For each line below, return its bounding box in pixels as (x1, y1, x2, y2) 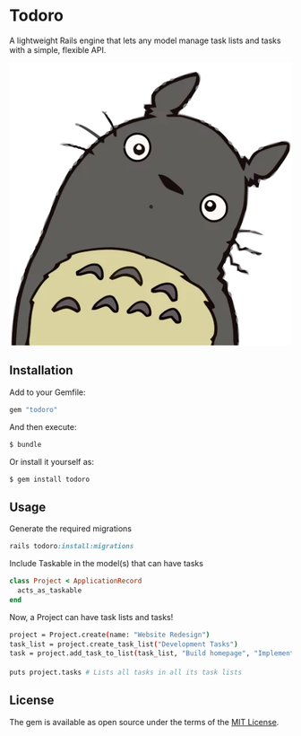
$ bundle (9, 440, 42, 449)
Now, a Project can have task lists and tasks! (9, 611, 174, 622)
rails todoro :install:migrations (9, 542, 134, 551)
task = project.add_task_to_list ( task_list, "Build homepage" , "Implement (9, 649, 295, 658)
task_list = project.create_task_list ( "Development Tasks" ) (9, 639, 239, 649)
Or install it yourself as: (9, 456, 94, 467)
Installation (9, 363, 73, 378)
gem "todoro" (9, 405, 58, 414)
